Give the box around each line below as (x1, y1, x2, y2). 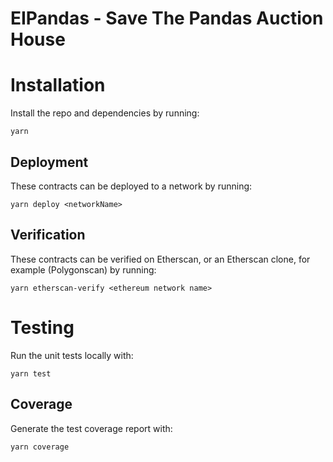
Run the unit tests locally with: (10, 349, 134, 361)
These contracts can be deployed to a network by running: (10, 180, 253, 192)
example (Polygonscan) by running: (10, 263, 157, 276)
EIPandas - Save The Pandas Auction (10, 7, 324, 30)
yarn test (10, 368, 52, 379)
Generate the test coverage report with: (10, 422, 173, 434)
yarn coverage (10, 442, 70, 452)
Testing (10, 316, 75, 339)
